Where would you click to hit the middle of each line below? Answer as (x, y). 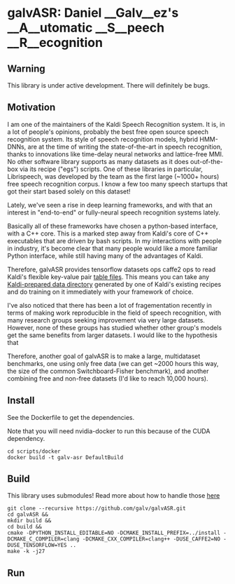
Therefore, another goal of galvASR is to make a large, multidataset (104, 356)
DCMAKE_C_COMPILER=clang (43, 539)
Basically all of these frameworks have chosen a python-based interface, (113, 226)
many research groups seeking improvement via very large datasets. (106, 320)
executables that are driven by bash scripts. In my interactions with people (115, 240)
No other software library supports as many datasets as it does (98, 161)
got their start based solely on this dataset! (69, 191)
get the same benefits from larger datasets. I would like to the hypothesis (113, 335)
